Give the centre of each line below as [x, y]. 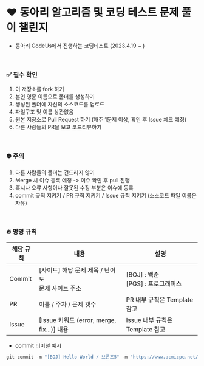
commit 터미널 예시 [38, 345]
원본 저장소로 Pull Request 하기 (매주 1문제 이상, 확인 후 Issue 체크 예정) [101, 120]
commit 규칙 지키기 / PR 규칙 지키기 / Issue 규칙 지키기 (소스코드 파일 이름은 [106, 195]
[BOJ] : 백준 [143, 274]
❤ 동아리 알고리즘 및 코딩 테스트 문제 [93, 12]
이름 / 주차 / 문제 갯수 [67, 304]
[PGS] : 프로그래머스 [154, 283]
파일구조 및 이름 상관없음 [44, 112]
